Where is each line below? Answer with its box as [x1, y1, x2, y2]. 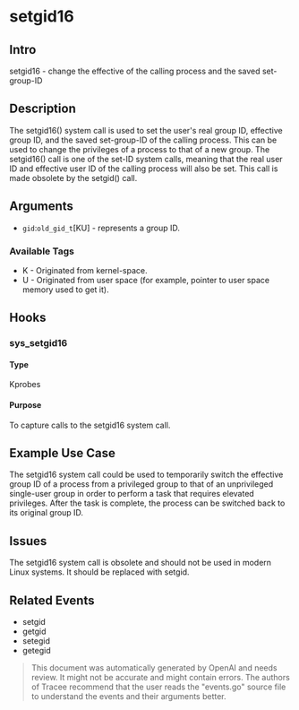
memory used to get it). [21, 284, 109, 295]
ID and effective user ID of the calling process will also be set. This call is [9, 163, 278, 174]
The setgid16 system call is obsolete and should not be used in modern [9, 558, 271, 568]
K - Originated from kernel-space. [21, 264, 148, 275]
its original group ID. [9, 507, 83, 518]
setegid [21, 636, 51, 646]
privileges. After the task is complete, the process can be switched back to [9, 498, 286, 508]
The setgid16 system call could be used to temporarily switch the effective [9, 469, 284, 481]
